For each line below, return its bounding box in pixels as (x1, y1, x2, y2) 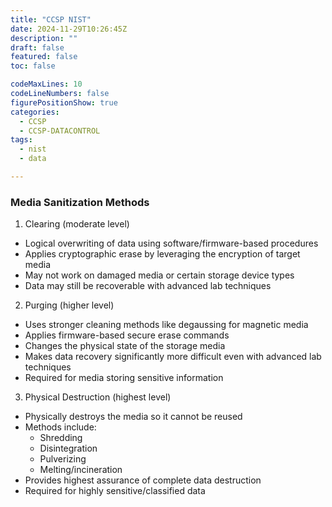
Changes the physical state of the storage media (24, 340, 226, 352)
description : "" (10, 33, 78, 43)
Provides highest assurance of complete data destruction (24, 474, 262, 486)
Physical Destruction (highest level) (24, 391, 172, 403)
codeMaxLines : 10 (10, 79, 83, 90)
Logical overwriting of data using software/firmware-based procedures (24, 237, 319, 250)
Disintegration (39, 442, 98, 455)
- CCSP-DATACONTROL (19, 126, 101, 136)
